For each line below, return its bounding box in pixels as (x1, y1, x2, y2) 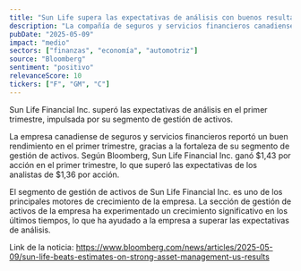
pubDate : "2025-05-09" (9, 30, 94, 38)
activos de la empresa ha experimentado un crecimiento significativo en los (9, 205, 288, 216)
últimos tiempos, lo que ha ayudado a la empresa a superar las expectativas (9, 215, 289, 225)
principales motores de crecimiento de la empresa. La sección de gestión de (9, 196, 292, 207)
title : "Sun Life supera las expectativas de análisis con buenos (9, 13, 262, 22)
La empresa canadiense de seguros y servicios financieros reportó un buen (9, 131, 288, 141)
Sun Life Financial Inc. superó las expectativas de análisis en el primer (9, 104, 268, 114)
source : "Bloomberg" (9, 55, 87, 64)
